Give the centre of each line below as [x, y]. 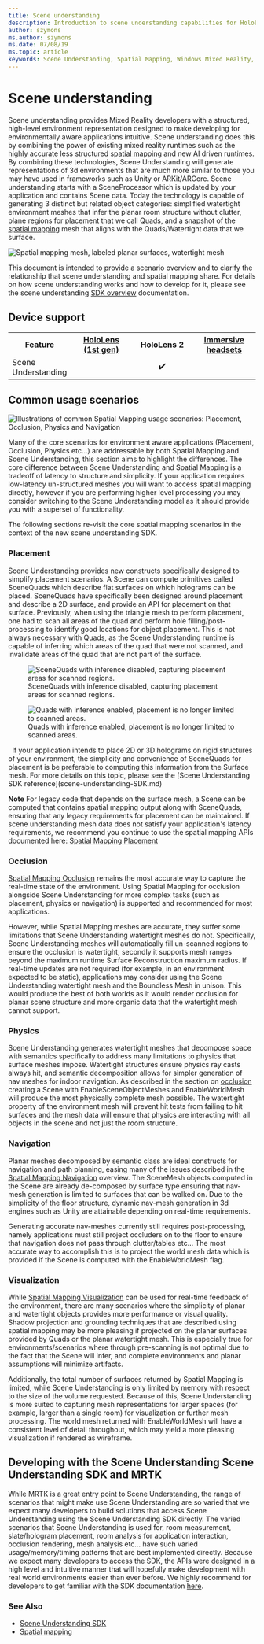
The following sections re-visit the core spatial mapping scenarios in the [125, 525]
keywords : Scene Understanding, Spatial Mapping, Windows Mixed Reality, [132, 60]
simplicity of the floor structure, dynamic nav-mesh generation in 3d [119, 1203]
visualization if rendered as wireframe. [70, 1438]
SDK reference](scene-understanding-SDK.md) [85, 783]
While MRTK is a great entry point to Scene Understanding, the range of [125, 1494]
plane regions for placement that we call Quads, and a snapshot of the [122, 220]
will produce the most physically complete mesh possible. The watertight [126, 1098]
